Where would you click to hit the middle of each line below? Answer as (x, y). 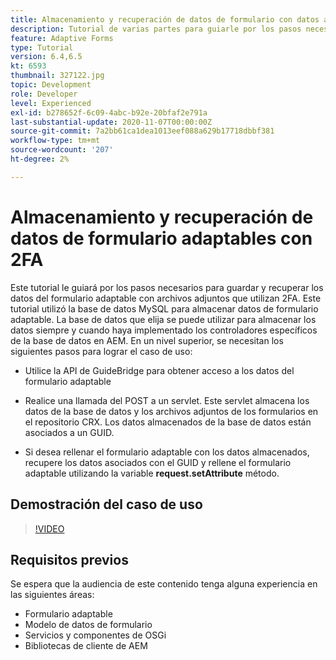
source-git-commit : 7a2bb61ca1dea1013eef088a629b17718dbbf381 (142, 131)
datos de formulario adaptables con (161, 238)
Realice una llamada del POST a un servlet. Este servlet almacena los (167, 400)
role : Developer (44, 94)
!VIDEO (49, 528)
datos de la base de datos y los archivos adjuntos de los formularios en (171, 411)
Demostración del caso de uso (106, 504)
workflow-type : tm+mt (55, 141)
